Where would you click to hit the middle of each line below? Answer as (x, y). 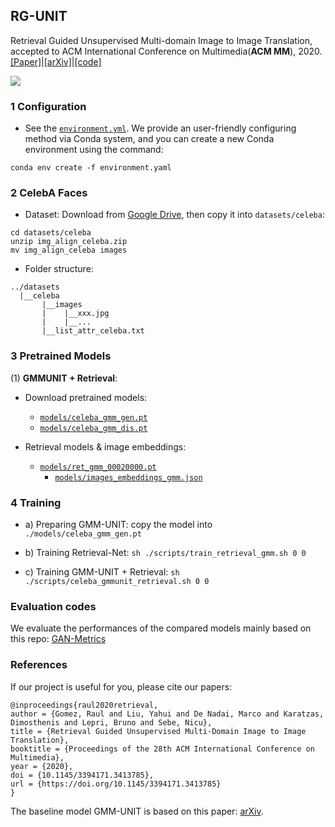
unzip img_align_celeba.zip (69, 242)
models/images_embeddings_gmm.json (128, 477)
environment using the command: (94, 150)
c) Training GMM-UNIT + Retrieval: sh (102, 572)
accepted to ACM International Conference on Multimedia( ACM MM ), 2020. (166, 51)
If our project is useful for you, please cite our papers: (121, 686)
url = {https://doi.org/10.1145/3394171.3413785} (116, 784)
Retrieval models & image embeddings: (105, 446)
